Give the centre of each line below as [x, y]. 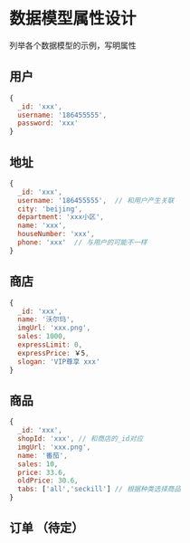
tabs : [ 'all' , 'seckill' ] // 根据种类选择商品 [99, 490]
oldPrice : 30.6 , [48, 481]
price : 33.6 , [42, 472]
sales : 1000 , [42, 337]
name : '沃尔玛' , [46, 319]
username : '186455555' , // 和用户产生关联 [96, 200]
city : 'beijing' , [50, 209]
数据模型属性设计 [73, 19]
